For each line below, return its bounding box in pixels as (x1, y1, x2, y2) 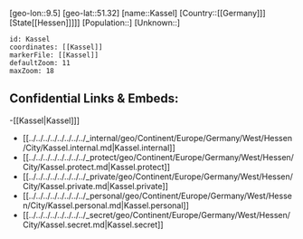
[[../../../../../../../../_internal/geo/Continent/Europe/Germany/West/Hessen (22, 132, 292, 143)
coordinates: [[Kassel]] (9, 43, 103, 52)
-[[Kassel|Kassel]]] (9, 115, 80, 126)
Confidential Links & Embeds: (9, 91, 179, 107)
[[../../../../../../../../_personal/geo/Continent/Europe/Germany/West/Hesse (22, 190, 292, 201)
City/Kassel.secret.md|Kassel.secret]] (22, 219, 165, 230)
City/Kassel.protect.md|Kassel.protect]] (22, 161, 170, 172)
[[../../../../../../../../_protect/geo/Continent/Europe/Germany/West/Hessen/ (22, 151, 294, 162)
